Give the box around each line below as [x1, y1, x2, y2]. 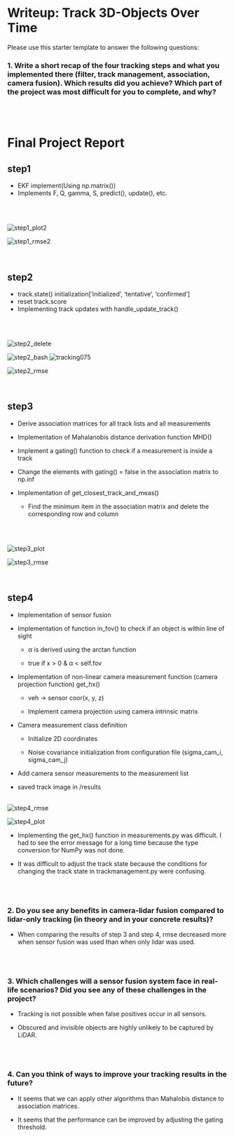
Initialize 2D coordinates [27, 734, 98, 742]
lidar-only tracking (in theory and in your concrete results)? [7, 914, 214, 924]
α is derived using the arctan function [27, 645, 137, 654]
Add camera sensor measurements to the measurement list [17, 769, 189, 777]
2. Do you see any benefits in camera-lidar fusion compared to [7, 905, 224, 915]
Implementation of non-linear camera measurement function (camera [17, 672, 218, 681]
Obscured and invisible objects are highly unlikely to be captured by [17, 1023, 214, 1032]
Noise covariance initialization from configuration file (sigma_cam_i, [27, 748, 223, 756]
